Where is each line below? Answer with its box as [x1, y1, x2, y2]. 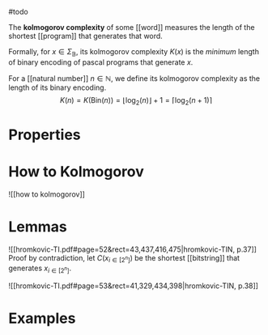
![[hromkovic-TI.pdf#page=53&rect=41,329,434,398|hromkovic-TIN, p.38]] [8, 281, 259, 290]
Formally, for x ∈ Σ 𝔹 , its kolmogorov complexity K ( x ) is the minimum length [8, 47, 259, 58]
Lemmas [8, 218, 67, 235]
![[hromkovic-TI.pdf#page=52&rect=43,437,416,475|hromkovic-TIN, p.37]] [8, 244, 257, 254]
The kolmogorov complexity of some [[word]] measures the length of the [8, 23, 255, 32]
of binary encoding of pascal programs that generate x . [8, 57, 194, 67]
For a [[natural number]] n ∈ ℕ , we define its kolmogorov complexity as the [8, 73, 261, 83]
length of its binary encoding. [8, 83, 107, 92]
